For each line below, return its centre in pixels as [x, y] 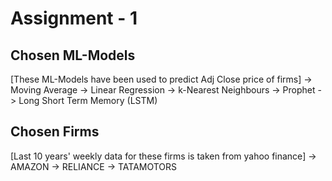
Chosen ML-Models [73, 55]
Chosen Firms [55, 132]
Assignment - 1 [74, 18]
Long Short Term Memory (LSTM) [88, 100]
